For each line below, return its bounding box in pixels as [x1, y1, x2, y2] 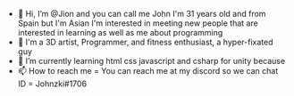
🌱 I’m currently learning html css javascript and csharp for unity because [17, 56, 286, 66]
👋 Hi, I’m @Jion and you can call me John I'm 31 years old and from [17, 9, 266, 19]
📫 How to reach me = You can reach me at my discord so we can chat [17, 66, 279, 76]
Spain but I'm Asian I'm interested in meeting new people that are [17, 18, 259, 28]
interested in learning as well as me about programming [17, 28, 223, 37]
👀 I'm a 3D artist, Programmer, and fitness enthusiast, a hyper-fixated [17, 36, 273, 47]
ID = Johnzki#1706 [17, 78, 88, 89]
